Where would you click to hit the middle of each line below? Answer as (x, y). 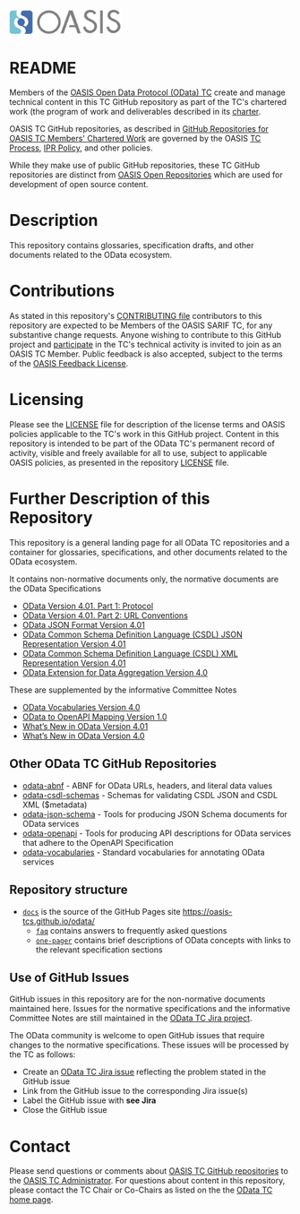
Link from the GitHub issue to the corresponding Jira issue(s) (135, 1091)
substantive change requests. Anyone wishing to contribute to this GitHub (146, 335)
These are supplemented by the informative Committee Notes (123, 690)
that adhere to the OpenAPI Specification (98, 842)
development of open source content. (79, 185)
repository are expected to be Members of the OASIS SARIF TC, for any (141, 325)
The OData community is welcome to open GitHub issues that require (137, 1036)
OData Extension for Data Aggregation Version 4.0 (115, 672)
